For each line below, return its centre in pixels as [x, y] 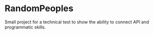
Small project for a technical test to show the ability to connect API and [77, 22]
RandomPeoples [39, 9]
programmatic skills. [25, 27]
